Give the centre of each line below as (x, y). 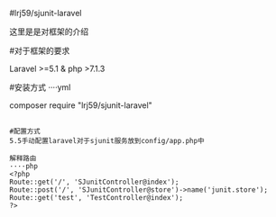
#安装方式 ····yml (40, 87)
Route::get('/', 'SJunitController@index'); (94, 182)
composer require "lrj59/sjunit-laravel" (81, 105)
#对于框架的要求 (40, 50)
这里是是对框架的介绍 (49, 32)
